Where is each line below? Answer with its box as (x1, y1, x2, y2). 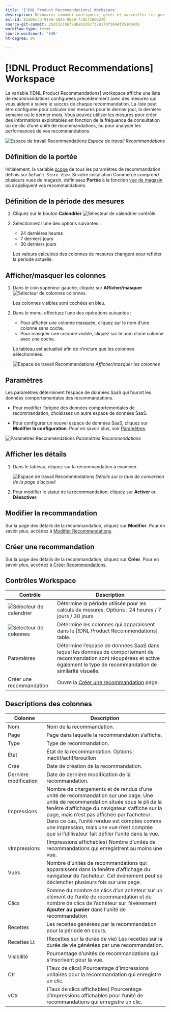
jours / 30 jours (56, 612, 94, 620)
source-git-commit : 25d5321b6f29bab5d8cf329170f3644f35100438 (5, 21, 140, 27)
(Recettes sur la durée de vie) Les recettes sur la (46, 936, 163, 943)
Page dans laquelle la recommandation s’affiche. (46, 732, 162, 739)
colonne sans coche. (20, 325, 65, 331)
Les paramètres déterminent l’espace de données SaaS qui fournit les (5, 389, 152, 395)
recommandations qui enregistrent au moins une (46, 845, 162, 852)
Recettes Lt (8, 939, 35, 946)
